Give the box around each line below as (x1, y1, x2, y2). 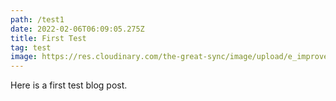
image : (10, 52, 38, 62)
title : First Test (10, 33, 87, 43)
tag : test (10, 42, 52, 53)
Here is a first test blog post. (10, 79, 128, 91)
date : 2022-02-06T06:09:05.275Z (10, 24, 145, 34)
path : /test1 (10, 14, 65, 25)
